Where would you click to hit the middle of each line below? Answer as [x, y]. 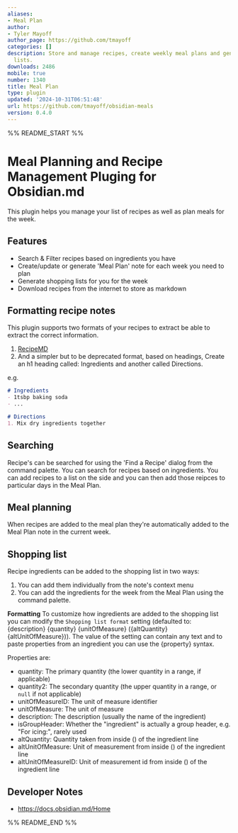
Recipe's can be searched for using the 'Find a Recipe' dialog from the [110, 462]
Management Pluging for [82, 176]
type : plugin [27, 93]
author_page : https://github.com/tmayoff [69, 40]
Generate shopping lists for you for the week [83, 281]
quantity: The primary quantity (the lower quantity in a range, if [109, 671]
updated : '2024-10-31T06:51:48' [55, 100]
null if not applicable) [49, 694]
